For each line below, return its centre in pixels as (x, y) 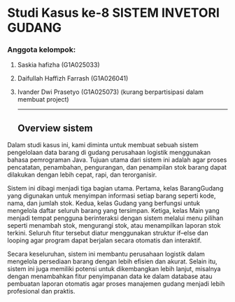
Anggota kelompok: (42, 50)
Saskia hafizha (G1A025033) (58, 65)
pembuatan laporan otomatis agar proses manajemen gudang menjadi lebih (116, 284)
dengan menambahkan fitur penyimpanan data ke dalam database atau (110, 276)
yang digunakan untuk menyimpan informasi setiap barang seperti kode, (112, 196)
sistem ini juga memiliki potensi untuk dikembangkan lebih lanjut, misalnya (114, 269)
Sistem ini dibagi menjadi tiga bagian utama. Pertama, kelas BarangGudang (115, 188)
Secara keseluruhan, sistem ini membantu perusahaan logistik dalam (106, 254)
